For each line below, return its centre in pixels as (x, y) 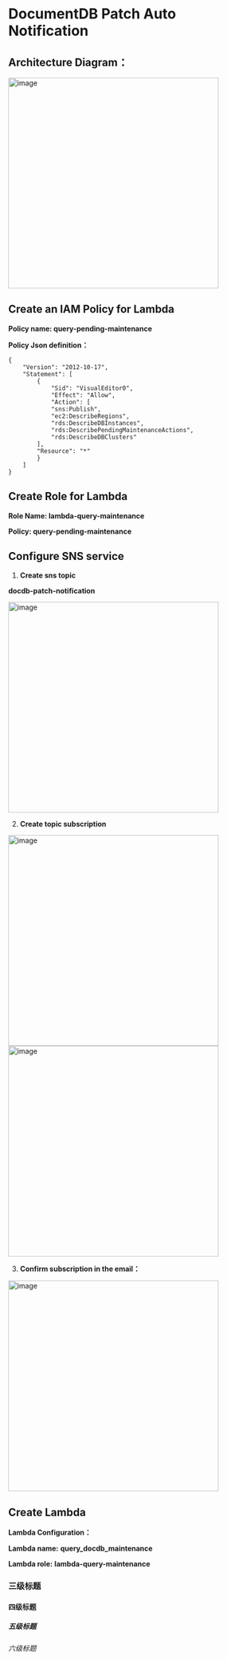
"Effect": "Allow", (83, 395)
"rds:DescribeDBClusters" (94, 437)
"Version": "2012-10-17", (66, 367)
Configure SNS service (67, 556)
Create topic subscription (63, 824)
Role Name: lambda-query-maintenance (76, 515)
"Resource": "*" (64, 451)
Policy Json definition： (49, 345)
